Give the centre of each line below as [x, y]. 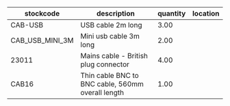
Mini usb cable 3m [110, 36]
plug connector [105, 64]
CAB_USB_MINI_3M [42, 40]
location [206, 13]
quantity [171, 13]
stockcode [42, 13]
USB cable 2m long [111, 25]
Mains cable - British [114, 56]
